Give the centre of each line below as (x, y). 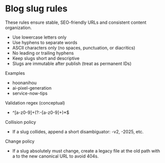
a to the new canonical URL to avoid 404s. (55, 156)
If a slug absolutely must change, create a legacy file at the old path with (86, 151)
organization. (19, 27)
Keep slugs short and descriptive (46, 58)
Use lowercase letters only (39, 37)
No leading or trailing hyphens (43, 53)
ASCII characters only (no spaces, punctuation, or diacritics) (74, 48)
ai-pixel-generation (32, 88)
